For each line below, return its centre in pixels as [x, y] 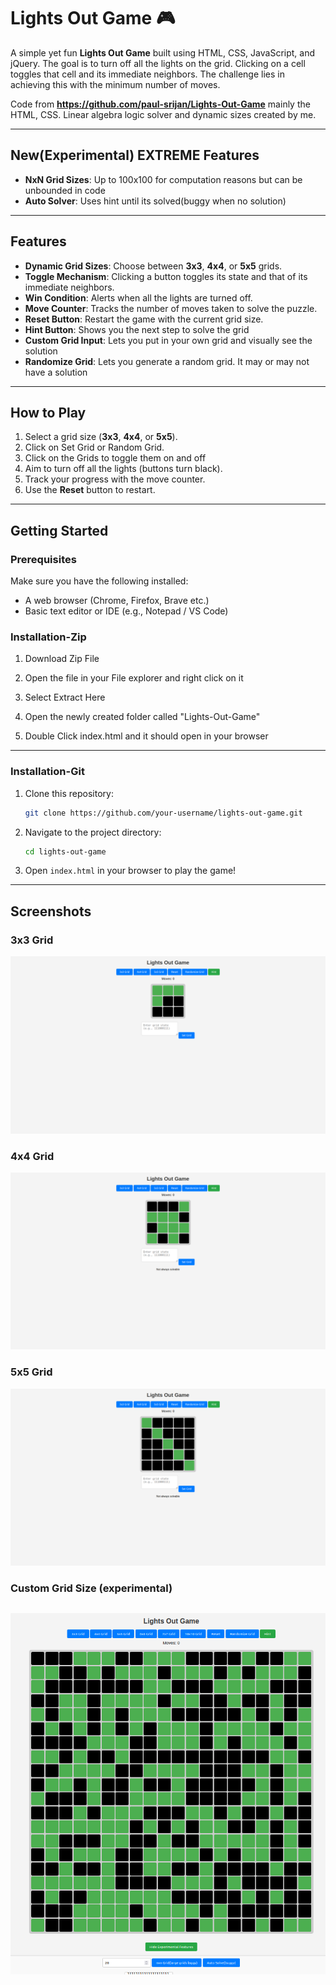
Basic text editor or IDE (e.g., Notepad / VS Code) [126, 611]
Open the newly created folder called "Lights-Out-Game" [142, 717]
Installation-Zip [48, 637]
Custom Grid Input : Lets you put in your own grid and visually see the [168, 340]
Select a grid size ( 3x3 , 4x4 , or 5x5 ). [101, 437]
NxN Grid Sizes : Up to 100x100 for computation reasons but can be [163, 179]
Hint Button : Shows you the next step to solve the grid [137, 329]
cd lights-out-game [65, 851]
